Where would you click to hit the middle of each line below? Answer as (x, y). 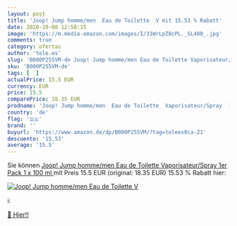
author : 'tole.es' (34, 54)
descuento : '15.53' (36, 138)
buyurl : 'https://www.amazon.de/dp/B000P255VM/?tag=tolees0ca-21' (107, 132)
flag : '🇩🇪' (25, 119)
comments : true (30, 40)
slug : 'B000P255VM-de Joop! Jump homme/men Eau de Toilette (98, 60)
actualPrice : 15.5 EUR (41, 79)
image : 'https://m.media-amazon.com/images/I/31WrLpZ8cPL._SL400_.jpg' (115, 34)
